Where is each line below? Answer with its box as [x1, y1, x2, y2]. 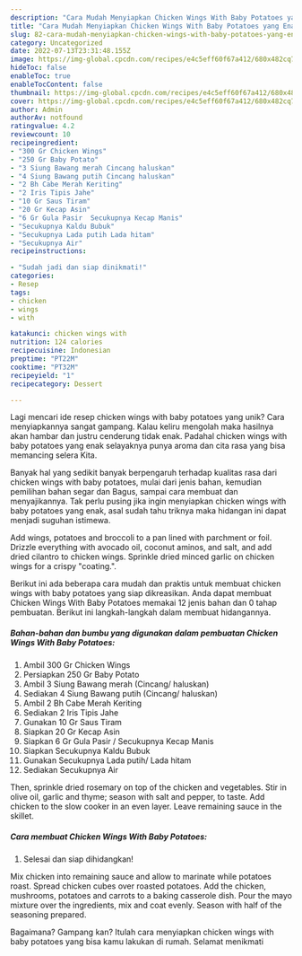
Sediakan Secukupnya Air [22, 765, 119, 776]
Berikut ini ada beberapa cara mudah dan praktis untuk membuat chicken [10, 578, 281, 589]
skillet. [10, 811, 35, 821]
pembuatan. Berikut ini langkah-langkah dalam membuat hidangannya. [10, 607, 272, 618]
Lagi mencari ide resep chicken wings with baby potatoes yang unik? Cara [10, 412, 285, 423]
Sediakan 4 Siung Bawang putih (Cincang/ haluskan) [22, 688, 219, 699]
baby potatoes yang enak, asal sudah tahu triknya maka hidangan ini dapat [10, 505, 287, 516]
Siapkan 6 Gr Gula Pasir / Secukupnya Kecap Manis [22, 736, 214, 747]
